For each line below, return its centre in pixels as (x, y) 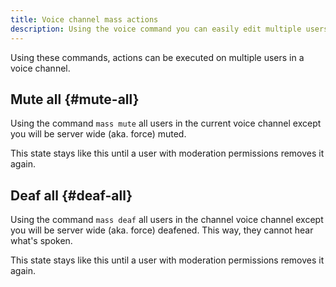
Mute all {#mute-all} (75, 99)
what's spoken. (41, 241)
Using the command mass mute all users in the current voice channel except (166, 123)
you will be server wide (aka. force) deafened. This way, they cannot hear (162, 230)
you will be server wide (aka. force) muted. (98, 134)
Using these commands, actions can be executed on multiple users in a (157, 57)
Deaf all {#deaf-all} (71, 195)
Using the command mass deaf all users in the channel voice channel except (167, 220)
